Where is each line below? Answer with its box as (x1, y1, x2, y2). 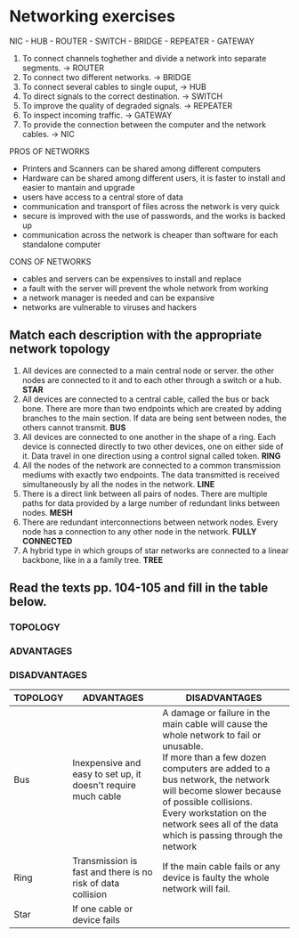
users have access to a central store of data (21, 192, 184, 202)
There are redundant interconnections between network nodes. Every (21, 517, 279, 527)
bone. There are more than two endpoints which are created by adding (21, 403, 282, 413)
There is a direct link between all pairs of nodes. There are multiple (21, 488, 268, 499)
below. (9, 594, 47, 609)
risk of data (72, 877, 120, 890)
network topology (9, 341, 111, 357)
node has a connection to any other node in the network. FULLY (21, 526, 257, 536)
